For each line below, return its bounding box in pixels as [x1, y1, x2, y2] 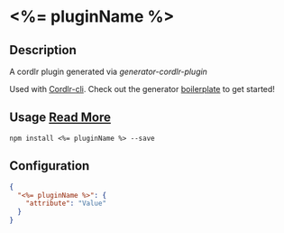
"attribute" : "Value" [25, 199, 106, 209]
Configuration [9, 158, 90, 173]
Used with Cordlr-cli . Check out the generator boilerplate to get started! [9, 84, 275, 94]
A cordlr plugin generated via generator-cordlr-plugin [9, 66, 207, 77]
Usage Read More [9, 110, 111, 126]
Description [9, 42, 77, 58]
